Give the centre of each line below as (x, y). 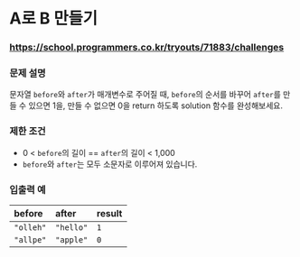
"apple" (72, 240)
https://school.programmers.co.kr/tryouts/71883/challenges (147, 48)
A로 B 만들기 (53, 18)
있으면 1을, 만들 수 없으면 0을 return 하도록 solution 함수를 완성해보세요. (155, 106)
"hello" (72, 228)
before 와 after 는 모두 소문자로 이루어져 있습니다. (110, 164)
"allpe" (30, 240)
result (109, 213)
